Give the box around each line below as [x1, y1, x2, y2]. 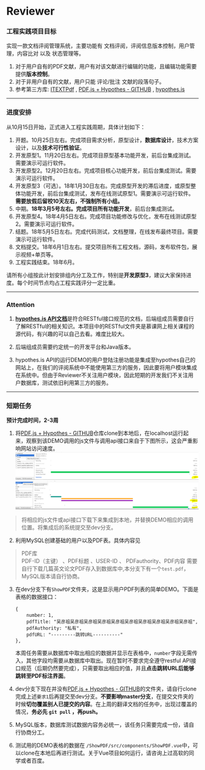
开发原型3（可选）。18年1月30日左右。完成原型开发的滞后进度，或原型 [15, 182, 191, 189]
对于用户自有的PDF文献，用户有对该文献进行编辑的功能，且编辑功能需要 [15, 63, 197, 70]
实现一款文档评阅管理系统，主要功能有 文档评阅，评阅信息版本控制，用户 [6, 42, 190, 49]
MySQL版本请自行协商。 [21, 573, 83, 580]
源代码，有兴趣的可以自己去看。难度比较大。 [15, 330, 128, 338]
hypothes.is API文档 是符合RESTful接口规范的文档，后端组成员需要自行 [15, 315, 194, 322]
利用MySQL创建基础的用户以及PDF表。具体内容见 [15, 537, 141, 544]
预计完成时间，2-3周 [6, 416, 59, 424]
